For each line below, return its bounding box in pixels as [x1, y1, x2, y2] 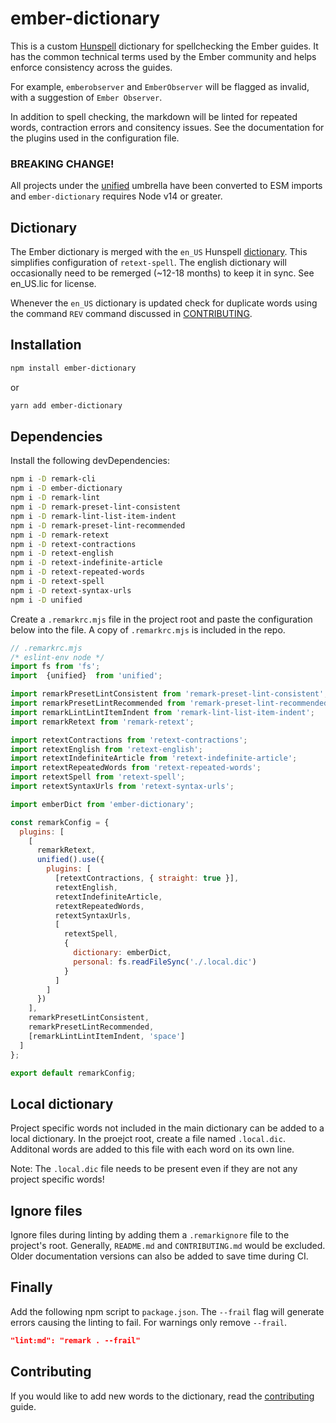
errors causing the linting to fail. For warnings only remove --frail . [10, 1316, 288, 1328]
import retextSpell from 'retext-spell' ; [10, 772, 186, 782]
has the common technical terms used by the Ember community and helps [10, 50, 317, 62]
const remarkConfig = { [10, 817, 110, 827]
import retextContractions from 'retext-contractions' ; [10, 735, 248, 745]
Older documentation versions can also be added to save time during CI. [10, 1250, 309, 1262]
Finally [10, 1279, 53, 1296]
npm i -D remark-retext [10, 530, 110, 540]
